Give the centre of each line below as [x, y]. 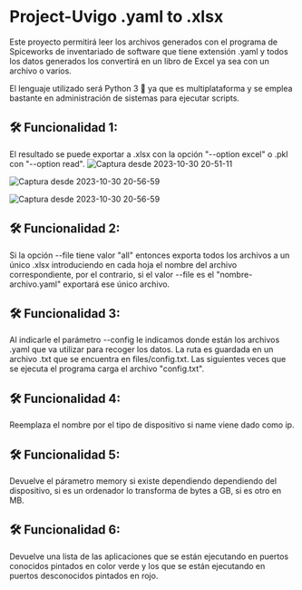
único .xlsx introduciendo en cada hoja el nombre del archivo [123, 264]
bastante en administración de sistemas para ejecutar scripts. [125, 98]
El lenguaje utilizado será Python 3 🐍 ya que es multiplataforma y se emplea [151, 88]
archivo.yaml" [35, 284]
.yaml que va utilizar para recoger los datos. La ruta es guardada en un [141, 349]
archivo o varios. [41, 71]
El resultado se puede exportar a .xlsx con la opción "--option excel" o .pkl [149, 154]
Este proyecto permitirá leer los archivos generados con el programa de [144, 42]
